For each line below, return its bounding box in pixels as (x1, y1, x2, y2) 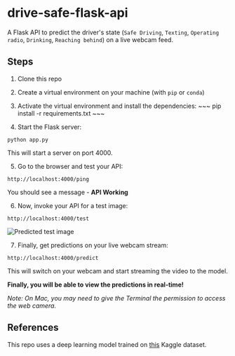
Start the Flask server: (17, 123, 82, 131)
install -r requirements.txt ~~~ (17, 109, 105, 117)
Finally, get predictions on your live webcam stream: (17, 240, 168, 249)
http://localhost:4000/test (7, 215, 90, 222)
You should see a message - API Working (7, 188, 128, 196)
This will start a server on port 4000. (7, 149, 114, 157)
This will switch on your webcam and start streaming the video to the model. (7, 266, 228, 275)
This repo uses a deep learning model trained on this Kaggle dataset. (7, 340, 207, 348)
